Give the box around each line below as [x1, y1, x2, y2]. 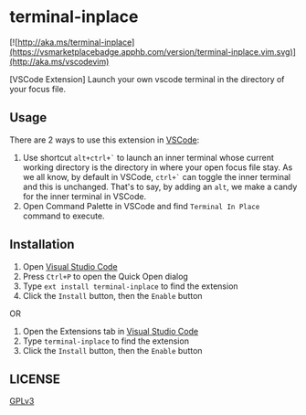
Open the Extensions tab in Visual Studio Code [22, 325, 199, 336]
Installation [9, 237, 75, 252]
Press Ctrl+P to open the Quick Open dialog [22, 271, 189, 282]
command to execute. [22, 210, 105, 221]
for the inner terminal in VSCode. [22, 190, 147, 202]
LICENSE [9, 371, 61, 387]
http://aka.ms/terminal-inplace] [17, 37, 135, 48]
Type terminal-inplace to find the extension [22, 335, 190, 346]
